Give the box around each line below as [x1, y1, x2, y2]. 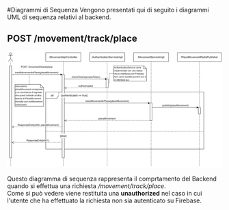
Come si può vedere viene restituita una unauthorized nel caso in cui [7, 189, 202, 198]
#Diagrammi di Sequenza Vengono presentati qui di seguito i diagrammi [7, 6, 210, 14]
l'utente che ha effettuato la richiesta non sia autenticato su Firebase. [7, 196, 202, 205]
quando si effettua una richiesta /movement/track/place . [7, 182, 166, 190]
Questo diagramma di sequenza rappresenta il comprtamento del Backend [7, 174, 217, 183]
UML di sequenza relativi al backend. [7, 13, 111, 21]
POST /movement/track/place [7, 33, 138, 44]
